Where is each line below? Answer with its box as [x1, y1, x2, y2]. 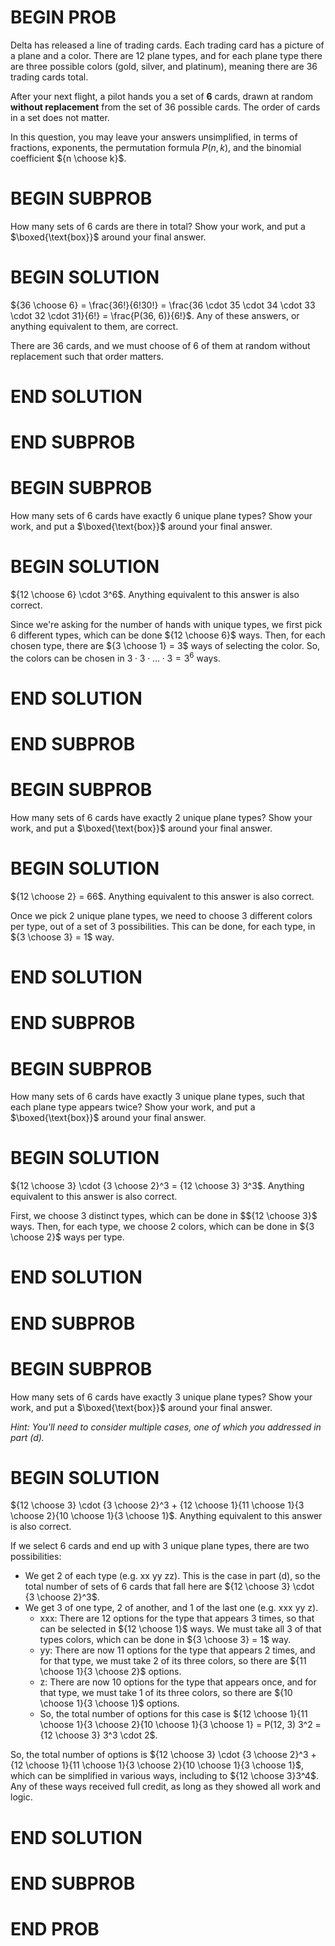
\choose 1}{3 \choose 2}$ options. [39, 1666, 182, 1678]
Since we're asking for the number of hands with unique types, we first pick [10, 619, 323, 631]
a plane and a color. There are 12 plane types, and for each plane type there [10, 49, 323, 61]
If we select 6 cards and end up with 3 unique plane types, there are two [10, 1540, 310, 1552]
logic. [10, 1791, 33, 1803]
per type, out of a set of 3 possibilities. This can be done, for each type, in [10, 920, 316, 932]
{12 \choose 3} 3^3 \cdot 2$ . [39, 1729, 158, 1741]
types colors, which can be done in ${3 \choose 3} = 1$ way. [39, 1634, 292, 1646]
